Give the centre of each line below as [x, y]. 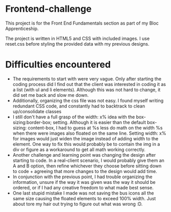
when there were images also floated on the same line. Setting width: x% [89, 133]
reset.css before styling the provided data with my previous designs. [77, 44]
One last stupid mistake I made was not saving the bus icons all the [83, 193]
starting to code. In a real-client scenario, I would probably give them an [89, 160]
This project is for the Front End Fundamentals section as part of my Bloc [82, 23]
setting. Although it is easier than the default [100, 122]
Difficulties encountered [58, 65]
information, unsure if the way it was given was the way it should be [84, 182]
